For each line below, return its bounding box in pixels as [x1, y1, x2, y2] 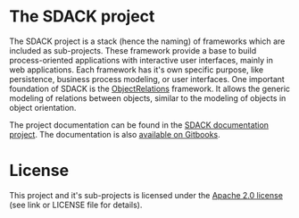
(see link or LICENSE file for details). [9, 199, 143, 210]
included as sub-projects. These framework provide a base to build [9, 45, 257, 55]
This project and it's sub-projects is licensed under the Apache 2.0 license [9, 189, 284, 200]
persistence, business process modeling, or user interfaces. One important [9, 73, 286, 84]
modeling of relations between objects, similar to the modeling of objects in [9, 92, 287, 104]
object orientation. [9, 102, 77, 113]
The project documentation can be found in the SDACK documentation [9, 119, 270, 130]
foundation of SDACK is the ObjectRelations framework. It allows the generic [9, 83, 291, 94]
